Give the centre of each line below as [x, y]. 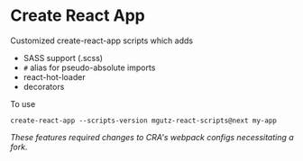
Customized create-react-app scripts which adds [101, 40]
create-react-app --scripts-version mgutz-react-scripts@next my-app [144, 121]
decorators [44, 86]
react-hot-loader [54, 76]
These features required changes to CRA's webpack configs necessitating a [152, 137]
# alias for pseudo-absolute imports [89, 67]
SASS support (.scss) [63, 58]
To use [23, 103]
